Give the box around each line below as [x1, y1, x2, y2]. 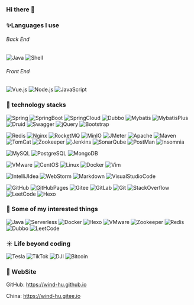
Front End [6, 67, 30, 74]
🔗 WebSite [6, 268, 37, 276]
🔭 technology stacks [6, 100, 66, 109]
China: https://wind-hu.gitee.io [6, 293, 81, 300]
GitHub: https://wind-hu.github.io [6, 281, 87, 288]
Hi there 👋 [6, 5, 35, 14]
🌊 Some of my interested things [6, 205, 99, 213]
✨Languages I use [6, 21, 60, 29]
